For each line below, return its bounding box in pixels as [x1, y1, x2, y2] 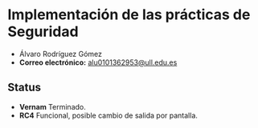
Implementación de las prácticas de [7, 6, 251, 24]
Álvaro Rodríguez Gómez [18, 49, 102, 58]
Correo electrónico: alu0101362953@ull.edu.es [18, 58, 178, 67]
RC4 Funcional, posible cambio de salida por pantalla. [18, 110, 199, 120]
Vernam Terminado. [18, 102, 86, 111]
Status [7, 81, 42, 94]
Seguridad [7, 22, 79, 41]
